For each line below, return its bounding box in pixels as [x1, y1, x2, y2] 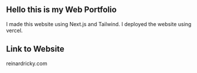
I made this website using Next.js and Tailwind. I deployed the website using [6, 20, 192, 27]
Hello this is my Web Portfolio [6, 5, 117, 15]
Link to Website [6, 44, 65, 54]
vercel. [6, 27, 23, 34]
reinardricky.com [6, 59, 47, 67]
